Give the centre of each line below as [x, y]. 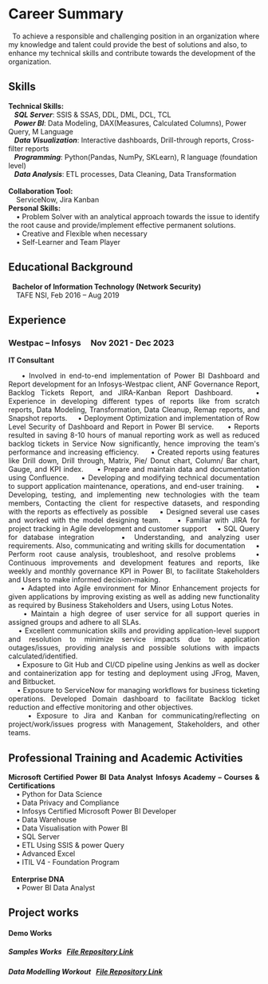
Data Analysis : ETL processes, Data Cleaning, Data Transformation [125, 174]
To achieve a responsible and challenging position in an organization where [136, 36]
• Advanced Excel [45, 854]
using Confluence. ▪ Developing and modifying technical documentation [134, 478]
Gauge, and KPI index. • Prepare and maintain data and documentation [134, 470]
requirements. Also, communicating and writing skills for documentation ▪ [134, 546]
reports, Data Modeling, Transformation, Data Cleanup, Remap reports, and [134, 410]
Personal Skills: [35, 208]
